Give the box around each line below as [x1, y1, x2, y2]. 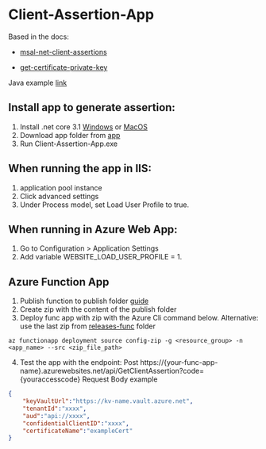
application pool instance [19, 182, 102, 192]
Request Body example [82, 374, 158, 384]
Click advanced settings [19, 191, 99, 201]
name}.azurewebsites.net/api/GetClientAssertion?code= [19, 366, 205, 376]
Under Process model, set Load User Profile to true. [19, 200, 190, 209]
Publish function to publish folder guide [19, 296, 149, 306]
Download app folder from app [19, 130, 121, 140]
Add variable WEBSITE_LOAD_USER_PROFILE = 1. [19, 252, 183, 262]
